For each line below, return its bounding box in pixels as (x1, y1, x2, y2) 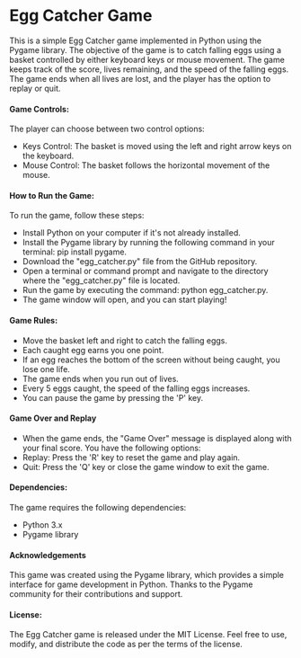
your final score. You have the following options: (22, 442, 201, 453)
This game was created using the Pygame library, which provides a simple (9, 570, 285, 581)
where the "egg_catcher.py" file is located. (22, 275, 181, 286)
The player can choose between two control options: (9, 123, 205, 135)
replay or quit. (9, 83, 61, 93)
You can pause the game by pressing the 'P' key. (22, 392, 204, 403)
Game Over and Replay (9, 413, 97, 423)
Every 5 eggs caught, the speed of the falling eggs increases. (22, 383, 251, 394)
